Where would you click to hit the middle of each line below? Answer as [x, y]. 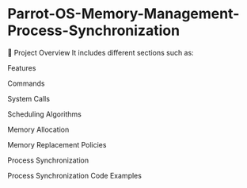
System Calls [29, 98]
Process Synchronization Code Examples [74, 175]
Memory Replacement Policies [57, 144]
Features [22, 67]
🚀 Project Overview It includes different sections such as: [101, 52]
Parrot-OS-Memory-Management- [123, 14]
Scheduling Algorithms [45, 114]
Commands [26, 83]
